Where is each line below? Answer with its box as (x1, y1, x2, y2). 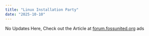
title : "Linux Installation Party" (5, 7, 79, 12)
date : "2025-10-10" (5, 12, 46, 17)
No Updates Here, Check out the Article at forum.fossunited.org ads (5, 25, 145, 31)
